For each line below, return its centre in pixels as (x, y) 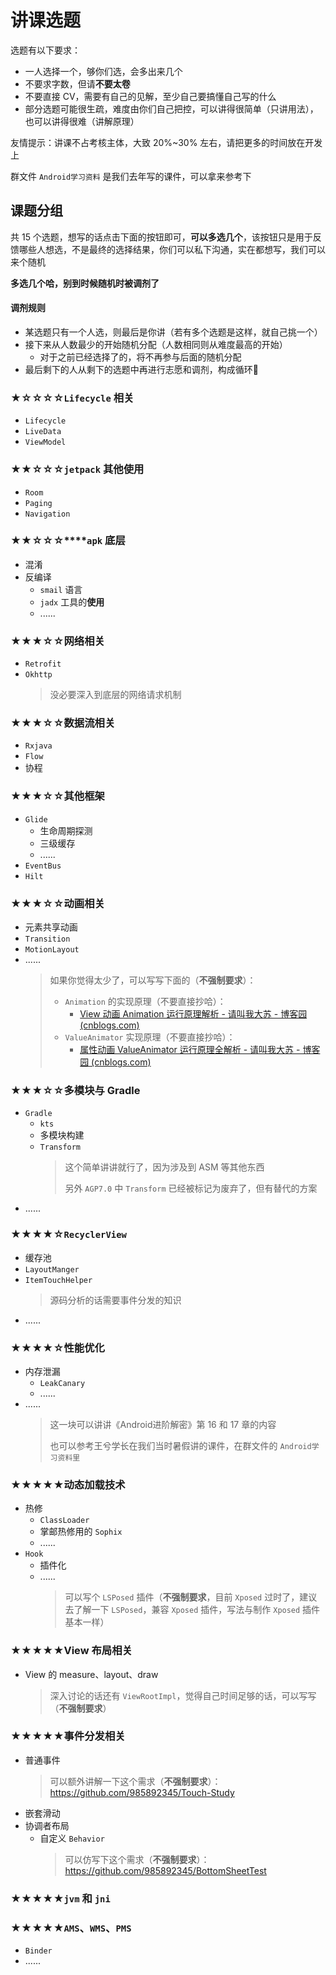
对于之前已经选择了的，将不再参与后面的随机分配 (140, 357)
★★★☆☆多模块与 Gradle (75, 1090)
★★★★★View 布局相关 (71, 1651)
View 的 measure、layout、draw (91, 1674)
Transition (47, 939)
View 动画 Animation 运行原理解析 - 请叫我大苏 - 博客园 (193, 1014)
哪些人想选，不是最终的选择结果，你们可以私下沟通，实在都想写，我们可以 (172, 249)
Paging (38, 503)
